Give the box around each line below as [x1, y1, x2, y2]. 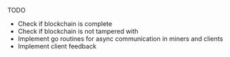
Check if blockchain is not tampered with [17, 27, 139, 35]
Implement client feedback [17, 42, 96, 50]
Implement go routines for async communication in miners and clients [17, 34, 224, 43]
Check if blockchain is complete [17, 20, 113, 27]
